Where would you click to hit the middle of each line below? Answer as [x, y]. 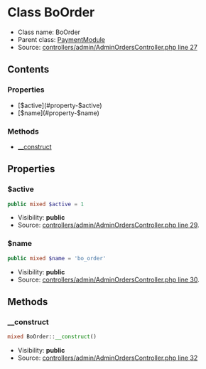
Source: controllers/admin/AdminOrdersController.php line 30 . [109, 279]
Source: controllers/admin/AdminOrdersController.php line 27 [107, 47]
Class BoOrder [51, 12]
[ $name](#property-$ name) [58, 113]
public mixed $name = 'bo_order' [57, 258]
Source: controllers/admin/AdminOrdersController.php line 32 [108, 358]
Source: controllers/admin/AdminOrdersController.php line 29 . [109, 225]
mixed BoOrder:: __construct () [52, 337]
